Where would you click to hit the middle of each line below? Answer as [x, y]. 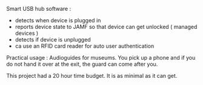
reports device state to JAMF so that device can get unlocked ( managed [106, 27]
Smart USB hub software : [39, 9]
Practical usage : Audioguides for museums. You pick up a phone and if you [101, 58]
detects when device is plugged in [58, 20]
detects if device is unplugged [53, 39]
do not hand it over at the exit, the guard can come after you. [82, 64]
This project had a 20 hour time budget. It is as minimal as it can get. [92, 76]
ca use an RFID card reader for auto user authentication [85, 46]
